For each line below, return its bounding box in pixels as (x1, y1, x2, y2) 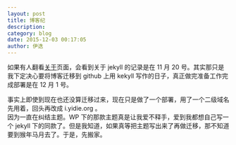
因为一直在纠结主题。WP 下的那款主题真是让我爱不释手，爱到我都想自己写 (7, 113, 223, 121)
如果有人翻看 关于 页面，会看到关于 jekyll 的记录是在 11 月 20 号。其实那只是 (7, 63, 225, 71)
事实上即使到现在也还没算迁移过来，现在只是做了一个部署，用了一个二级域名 (7, 95, 230, 104)
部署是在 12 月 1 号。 (13, 81, 73, 88)
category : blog (7, 29, 52, 37)
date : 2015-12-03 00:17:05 (7, 36, 87, 43)
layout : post (7, 10, 46, 18)
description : (7, 23, 46, 30)
